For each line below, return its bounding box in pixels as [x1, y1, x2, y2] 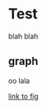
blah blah [8, 31, 39, 41]
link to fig [8, 91, 39, 101]
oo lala [8, 75, 30, 85]
